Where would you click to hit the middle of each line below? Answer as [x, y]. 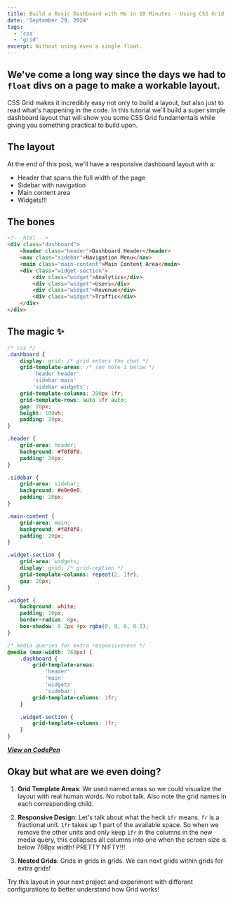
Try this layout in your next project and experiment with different [100, 882]
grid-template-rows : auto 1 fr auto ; [74, 400]
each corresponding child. [55, 803]
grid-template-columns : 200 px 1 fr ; [72, 394]
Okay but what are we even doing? [84, 772]
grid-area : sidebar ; [50, 484]
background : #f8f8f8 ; [51, 529]
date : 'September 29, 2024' [48, 20]
